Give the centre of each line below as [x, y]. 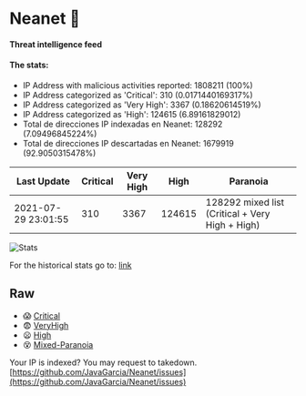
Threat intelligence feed [56, 44]
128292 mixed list [245, 202]
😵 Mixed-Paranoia [58, 344]
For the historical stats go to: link [71, 265]
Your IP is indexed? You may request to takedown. [103, 362]
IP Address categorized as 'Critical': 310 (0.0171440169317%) [138, 95]
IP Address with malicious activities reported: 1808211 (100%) [138, 85]
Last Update [44, 181]
